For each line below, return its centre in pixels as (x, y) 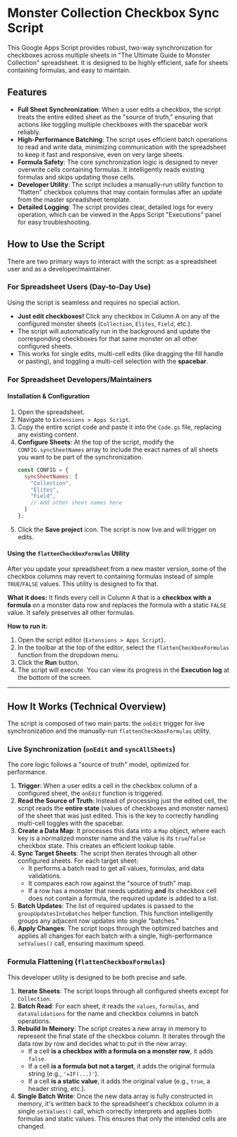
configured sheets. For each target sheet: (78, 861)
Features (27, 92)
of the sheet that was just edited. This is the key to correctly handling (118, 816)
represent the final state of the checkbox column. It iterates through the (121, 1036)
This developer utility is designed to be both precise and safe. (97, 977)
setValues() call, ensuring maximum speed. (81, 943)
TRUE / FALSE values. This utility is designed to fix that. (83, 584)
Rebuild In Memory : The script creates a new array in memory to (112, 1028)
